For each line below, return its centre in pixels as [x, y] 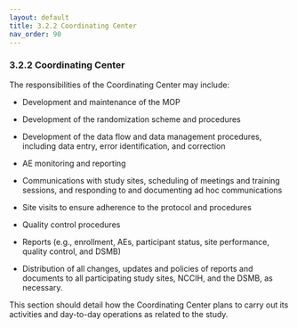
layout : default [39, 17]
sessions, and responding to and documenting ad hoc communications [152, 190]
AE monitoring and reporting [74, 163]
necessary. [42, 287]
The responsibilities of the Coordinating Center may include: [119, 85]
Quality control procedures [71, 225]
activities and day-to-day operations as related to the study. [119, 314]
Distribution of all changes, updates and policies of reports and [137, 268]
